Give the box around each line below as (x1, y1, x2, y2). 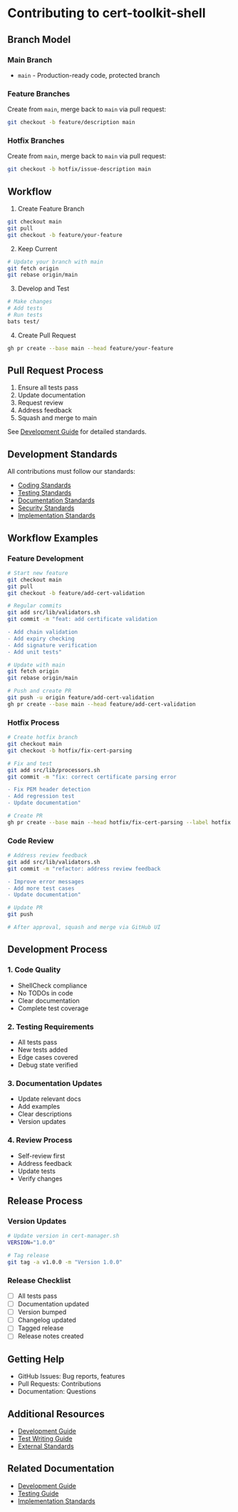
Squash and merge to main (17, 414, 98, 422)
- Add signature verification (7, 641, 98, 649)
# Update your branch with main (7, 258, 103, 265)
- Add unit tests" (7, 648, 62, 656)
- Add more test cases (7, 885, 75, 892)
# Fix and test (7, 760, 53, 767)
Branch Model (7, 34, 71, 46)
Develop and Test (17, 284, 70, 293)
